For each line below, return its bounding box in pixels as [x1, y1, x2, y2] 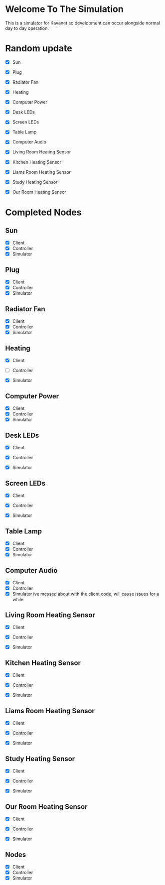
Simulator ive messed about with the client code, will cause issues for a [12, 591, 160, 597]
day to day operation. [5, 25, 49, 31]
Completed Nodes [5, 207, 82, 218]
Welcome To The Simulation [5, 3, 124, 15]
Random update [5, 43, 72, 54]
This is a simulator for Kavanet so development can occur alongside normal [5, 20, 161, 26]
